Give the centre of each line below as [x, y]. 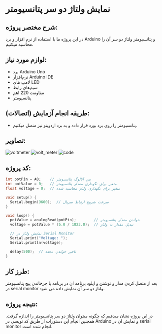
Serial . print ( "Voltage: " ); [39, 238]
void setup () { [21, 197]
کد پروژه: [18, 168]
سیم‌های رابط [25, 87]
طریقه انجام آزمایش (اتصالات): [48, 114]
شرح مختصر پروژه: [32, 27]
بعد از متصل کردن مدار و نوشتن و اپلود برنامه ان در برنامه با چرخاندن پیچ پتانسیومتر [81, 283]
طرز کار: [17, 271]
